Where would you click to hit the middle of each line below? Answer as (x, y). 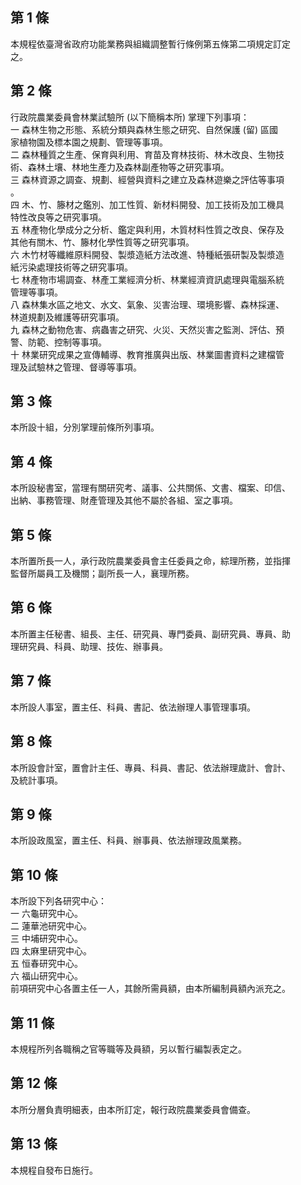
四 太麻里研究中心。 (51, 951)
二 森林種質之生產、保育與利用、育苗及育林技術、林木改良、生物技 (147, 154)
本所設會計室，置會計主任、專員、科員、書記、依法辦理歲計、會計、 (150, 767)
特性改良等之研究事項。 (58, 217)
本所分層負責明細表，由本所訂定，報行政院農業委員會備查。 (133, 1109)
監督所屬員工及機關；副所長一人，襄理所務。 (102, 574)
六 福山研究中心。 (46, 976)
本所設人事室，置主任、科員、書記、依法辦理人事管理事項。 (133, 707)
